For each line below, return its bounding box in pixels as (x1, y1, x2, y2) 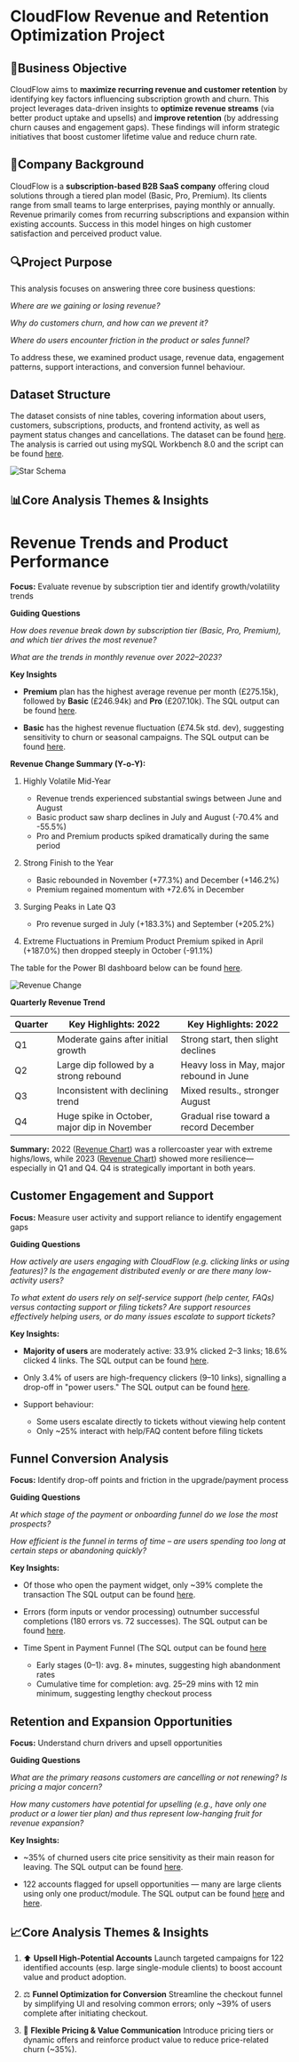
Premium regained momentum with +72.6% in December (35, 883, 245, 895)
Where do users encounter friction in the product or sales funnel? (10, 334, 250, 345)
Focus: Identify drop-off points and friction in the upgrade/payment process (10, 1475, 289, 1486)
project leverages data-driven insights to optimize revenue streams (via (10, 103, 274, 113)
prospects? (10, 1518, 51, 1529)
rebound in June (180, 1069, 249, 1082)
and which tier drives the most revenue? (10, 634, 158, 645)
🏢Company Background (10, 157, 145, 173)
